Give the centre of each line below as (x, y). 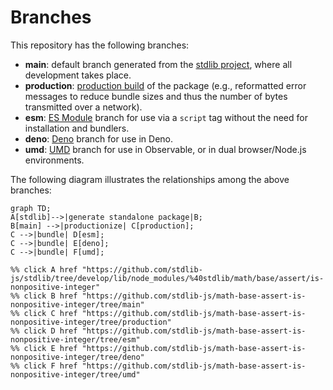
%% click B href (44, 296)
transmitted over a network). (83, 107)
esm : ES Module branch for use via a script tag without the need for (166, 117)
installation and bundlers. (77, 128)
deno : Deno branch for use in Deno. (99, 138)
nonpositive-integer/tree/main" (77, 304)
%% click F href (44, 366)
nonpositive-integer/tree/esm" (75, 339)
